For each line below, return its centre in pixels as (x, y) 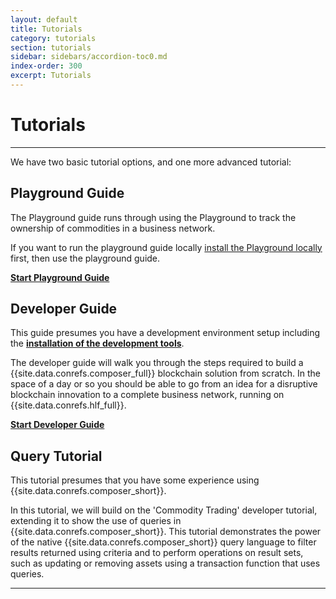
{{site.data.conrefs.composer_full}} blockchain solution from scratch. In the (165, 373)
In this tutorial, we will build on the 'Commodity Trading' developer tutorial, (164, 510)
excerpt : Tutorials (51, 76)
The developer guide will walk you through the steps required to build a (157, 363)
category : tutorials (53, 38)
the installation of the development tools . (97, 343)
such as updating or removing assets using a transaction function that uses (165, 563)
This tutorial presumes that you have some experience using (135, 480)
